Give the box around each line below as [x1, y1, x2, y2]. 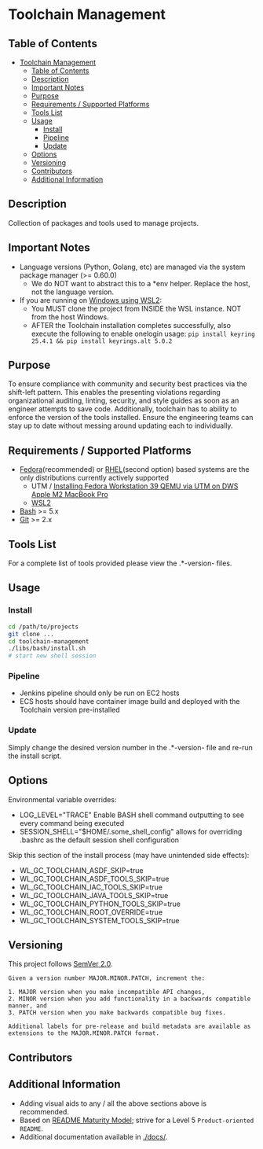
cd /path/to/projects [8, 623, 79, 631]
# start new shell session [8, 652, 97, 660]
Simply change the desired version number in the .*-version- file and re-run [8, 742, 253, 752]
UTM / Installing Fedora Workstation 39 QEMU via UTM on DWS [31, 481, 239, 491]
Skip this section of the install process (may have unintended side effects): [8, 850, 250, 860]
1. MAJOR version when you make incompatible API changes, [8, 989, 206, 996]
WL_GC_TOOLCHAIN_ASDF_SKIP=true [19, 865, 144, 875]
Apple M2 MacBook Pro [31, 490, 108, 499]
